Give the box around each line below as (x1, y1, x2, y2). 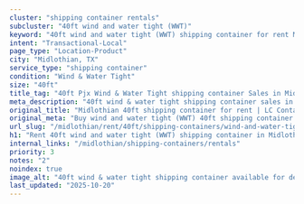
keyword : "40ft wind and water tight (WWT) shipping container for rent (9, 30, 290, 39)
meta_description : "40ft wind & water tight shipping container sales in (9, 97, 294, 107)
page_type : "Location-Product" (9, 47, 128, 56)
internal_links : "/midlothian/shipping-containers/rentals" (9, 139, 242, 148)
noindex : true (9, 164, 63, 173)
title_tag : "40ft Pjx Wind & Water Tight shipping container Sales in (9, 88, 281, 97)
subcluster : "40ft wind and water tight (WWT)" (9, 22, 193, 31)
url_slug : (9, 123, 47, 132)
